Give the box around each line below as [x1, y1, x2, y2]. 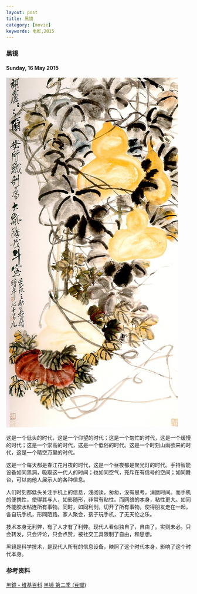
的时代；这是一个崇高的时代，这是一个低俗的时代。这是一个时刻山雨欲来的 [6, 442, 186, 449]
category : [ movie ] [6, 22, 51, 28]
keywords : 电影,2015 [6, 28, 55, 34]
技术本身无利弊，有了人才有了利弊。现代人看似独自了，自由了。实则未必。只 [6, 523, 191, 530]
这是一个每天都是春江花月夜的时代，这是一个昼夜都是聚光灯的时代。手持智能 [6, 462, 191, 469]
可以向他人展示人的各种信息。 [16, 476, 89, 483]
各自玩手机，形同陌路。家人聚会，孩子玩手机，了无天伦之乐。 [6, 511, 155, 518]
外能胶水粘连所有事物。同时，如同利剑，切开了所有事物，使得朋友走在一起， [6, 503, 191, 510]
